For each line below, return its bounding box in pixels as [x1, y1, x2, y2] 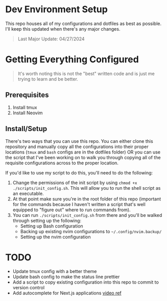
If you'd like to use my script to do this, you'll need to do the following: [5, 169, 153, 175]
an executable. [12, 190, 44, 196]
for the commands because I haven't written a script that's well [12, 201, 146, 207]
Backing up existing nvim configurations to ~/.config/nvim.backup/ [20, 228, 162, 234]
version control [12, 285, 45, 291]
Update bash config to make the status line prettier [12, 274, 120, 280]
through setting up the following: [12, 217, 82, 223]
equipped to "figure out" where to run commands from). [12, 207, 131, 213]
